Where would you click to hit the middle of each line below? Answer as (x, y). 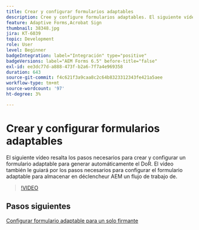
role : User (20, 45)
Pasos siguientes (38, 207)
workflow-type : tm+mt (33, 83)
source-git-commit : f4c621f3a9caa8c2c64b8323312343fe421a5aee (84, 77)
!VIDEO (29, 187)
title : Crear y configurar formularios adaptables (70, 12)
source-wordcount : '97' (36, 89)
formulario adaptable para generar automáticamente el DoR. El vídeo (90, 164)
